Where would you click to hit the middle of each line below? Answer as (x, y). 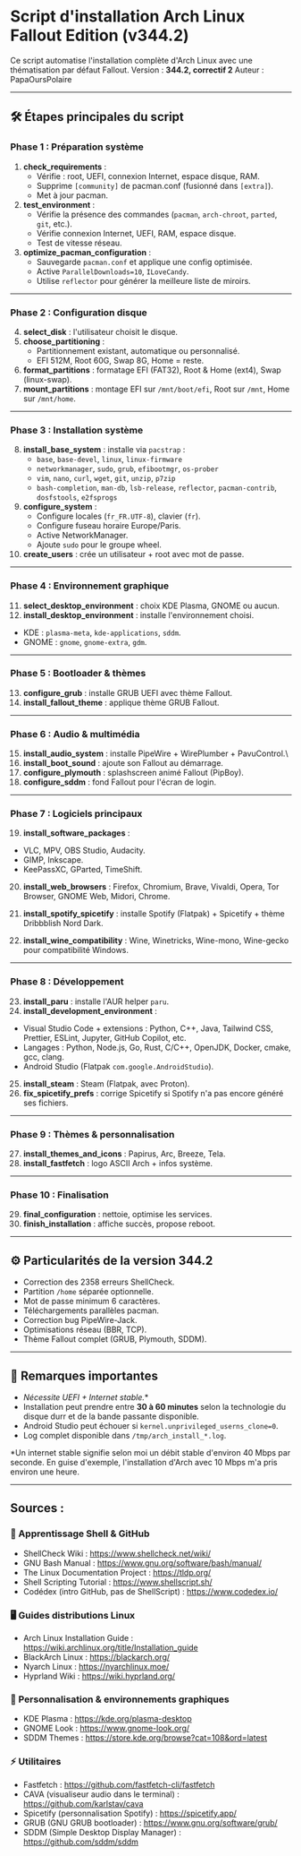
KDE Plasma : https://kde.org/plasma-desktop (108, 1719)
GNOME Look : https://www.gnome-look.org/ (106, 1728)
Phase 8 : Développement (67, 982)
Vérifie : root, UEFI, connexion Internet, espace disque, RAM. (148, 176)
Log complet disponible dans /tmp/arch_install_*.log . (125, 1435)
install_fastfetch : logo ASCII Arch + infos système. (118, 1163)
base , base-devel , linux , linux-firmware (109, 460)
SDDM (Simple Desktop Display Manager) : (102, 1832)
